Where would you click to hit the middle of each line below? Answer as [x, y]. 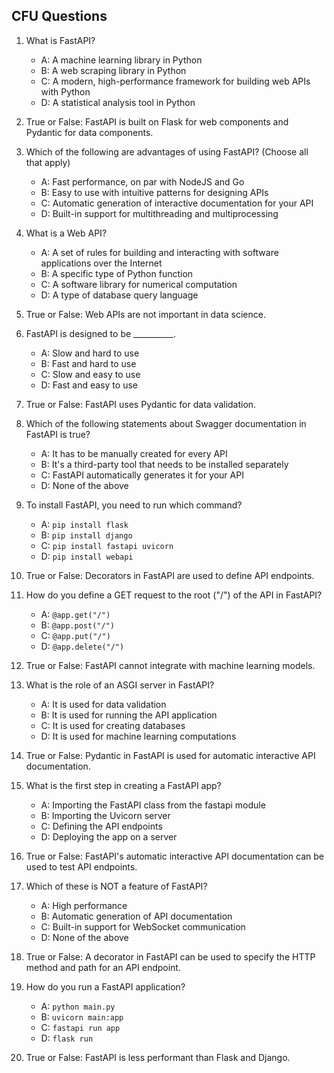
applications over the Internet [101, 263]
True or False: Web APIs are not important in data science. [145, 314]
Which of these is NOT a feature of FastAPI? [116, 886]
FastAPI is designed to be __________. [100, 333]
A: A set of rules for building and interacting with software [159, 252]
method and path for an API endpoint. [103, 967]
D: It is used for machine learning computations [138, 736]
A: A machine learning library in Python [121, 60]
